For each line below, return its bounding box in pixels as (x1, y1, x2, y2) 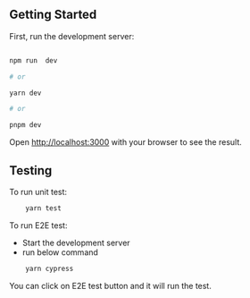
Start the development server (21, 237, 131, 248)
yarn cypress (25, 264, 74, 273)
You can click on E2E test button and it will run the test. (9, 280, 212, 291)
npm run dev (9, 55, 58, 65)
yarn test (25, 204, 62, 213)
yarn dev (9, 89, 42, 98)
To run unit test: (9, 187, 68, 197)
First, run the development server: (9, 30, 135, 41)
